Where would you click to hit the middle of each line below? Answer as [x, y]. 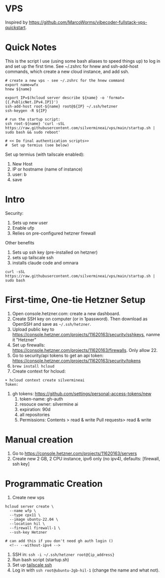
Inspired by [16, 22]
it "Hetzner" [24, 340]
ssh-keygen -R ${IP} [26, 111]
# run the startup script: [33, 119]
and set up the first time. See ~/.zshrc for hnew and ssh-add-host [72, 66]
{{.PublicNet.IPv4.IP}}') [32, 102]
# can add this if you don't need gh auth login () [59, 541]
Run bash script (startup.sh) [41, 559]
